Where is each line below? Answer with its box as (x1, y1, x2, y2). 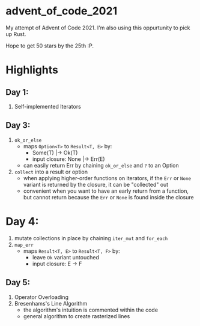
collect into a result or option (14, 168, 88, 175)
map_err (14, 242, 34, 248)
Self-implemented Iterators (14, 103, 82, 110)
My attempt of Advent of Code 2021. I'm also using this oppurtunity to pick (5, 24, 190, 31)
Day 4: (5, 214, 39, 228)
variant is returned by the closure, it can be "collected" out (23, 181, 169, 188)
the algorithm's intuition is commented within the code (23, 306, 159, 313)
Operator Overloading (14, 293, 68, 301)
